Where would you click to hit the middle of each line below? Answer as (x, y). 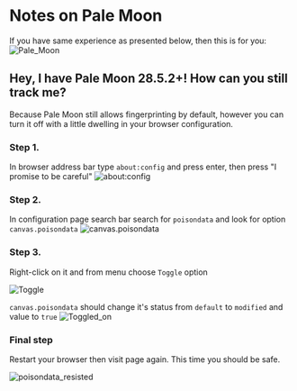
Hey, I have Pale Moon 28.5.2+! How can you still (148, 79)
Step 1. (24, 147)
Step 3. (26, 252)
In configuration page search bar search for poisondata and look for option (148, 219)
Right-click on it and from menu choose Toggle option (109, 272)
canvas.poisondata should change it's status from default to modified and (146, 306)
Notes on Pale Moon (86, 16)
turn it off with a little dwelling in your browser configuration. (121, 123)
